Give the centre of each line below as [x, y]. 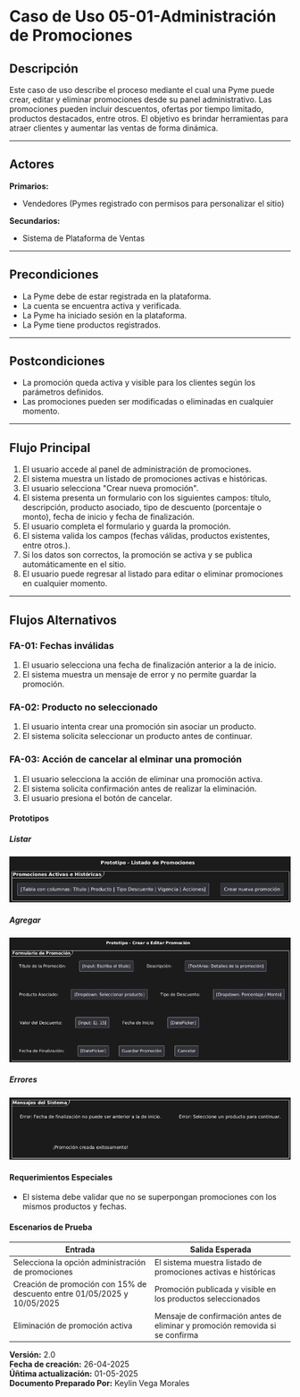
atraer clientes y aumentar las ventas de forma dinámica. [114, 128]
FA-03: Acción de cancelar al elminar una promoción [126, 760]
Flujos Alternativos [63, 620]
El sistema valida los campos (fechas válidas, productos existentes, [146, 536]
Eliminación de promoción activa [73, 1325]
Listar [21, 839]
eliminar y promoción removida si [216, 1325]
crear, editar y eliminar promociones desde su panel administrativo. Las [141, 99]
